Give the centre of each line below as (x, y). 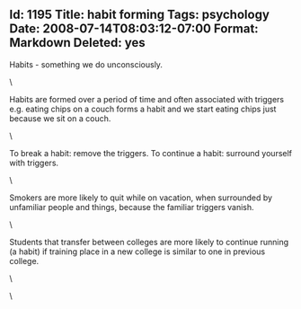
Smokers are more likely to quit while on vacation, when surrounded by (141, 198)
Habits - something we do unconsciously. (86, 64)
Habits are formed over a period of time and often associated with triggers (147, 99)
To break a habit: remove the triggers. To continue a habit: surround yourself (151, 153)
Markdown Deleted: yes (77, 43)
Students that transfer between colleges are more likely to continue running (149, 242)
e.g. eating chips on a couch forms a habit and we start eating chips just (143, 109)
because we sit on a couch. (60, 118)
